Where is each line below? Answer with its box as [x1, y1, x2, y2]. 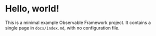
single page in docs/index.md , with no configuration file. [5, 24, 120, 30]
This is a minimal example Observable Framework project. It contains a [5, 19, 151, 25]
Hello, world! [5, 3, 59, 14]
